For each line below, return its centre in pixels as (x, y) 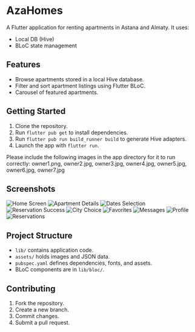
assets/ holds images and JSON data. (62, 257)
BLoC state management (46, 46)
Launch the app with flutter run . (57, 145)
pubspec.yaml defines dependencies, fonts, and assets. (84, 263)
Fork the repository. (40, 303)
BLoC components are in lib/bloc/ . (60, 269)
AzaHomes (35, 11)
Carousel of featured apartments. (57, 92)
